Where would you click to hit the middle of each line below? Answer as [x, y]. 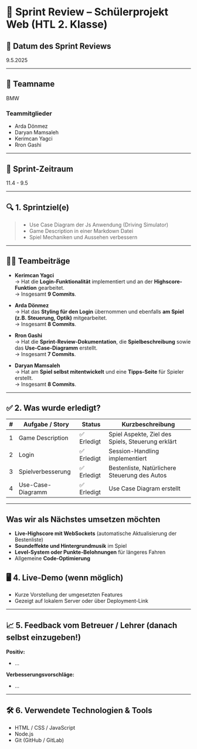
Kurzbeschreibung [148, 425]
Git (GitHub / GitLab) [39, 740]
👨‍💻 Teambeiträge [38, 261]
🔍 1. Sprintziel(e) [38, 208]
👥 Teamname [30, 84]
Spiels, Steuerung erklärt [142, 442]
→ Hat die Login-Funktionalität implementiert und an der [84, 282]
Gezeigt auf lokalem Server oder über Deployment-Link [81, 601]
